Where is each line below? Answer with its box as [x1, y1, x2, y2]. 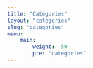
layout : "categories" [7, 17, 71, 24]
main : [20, 37, 37, 44]
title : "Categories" [7, 10, 68, 18]
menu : [7, 30, 23, 38]
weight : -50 [32, 43, 68, 50]
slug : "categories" [7, 23, 65, 30]
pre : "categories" [32, 50, 87, 57]
